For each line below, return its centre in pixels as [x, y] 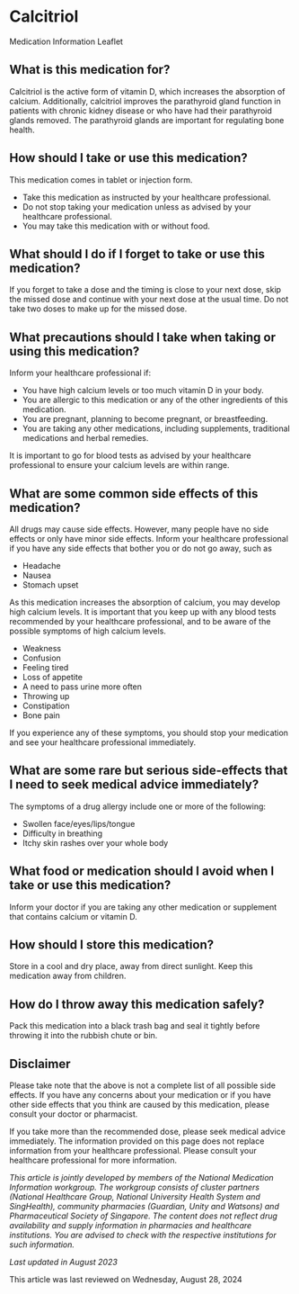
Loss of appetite [53, 677]
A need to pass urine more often [82, 687]
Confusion [41, 658]
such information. [42, 1245]
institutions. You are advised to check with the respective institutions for [143, 1236]
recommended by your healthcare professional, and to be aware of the [140, 621]
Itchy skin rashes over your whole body [95, 842]
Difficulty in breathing [62, 833]
